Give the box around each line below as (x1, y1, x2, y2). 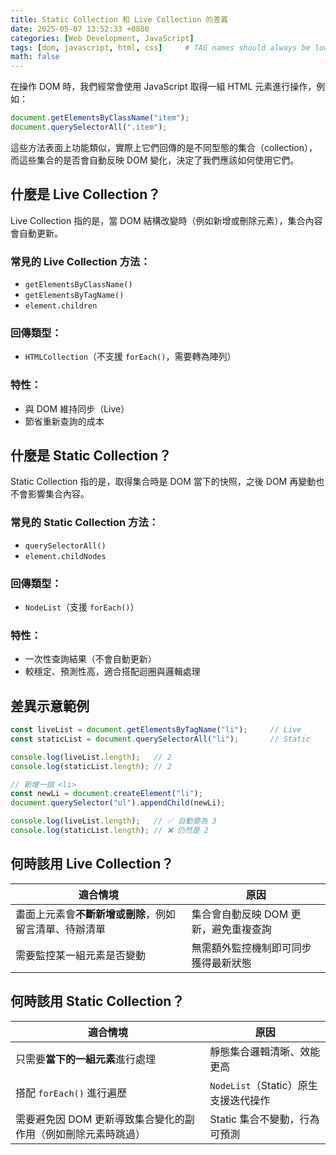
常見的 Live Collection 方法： (10, 254, 151, 268)
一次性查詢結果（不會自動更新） (24, 653, 157, 665)
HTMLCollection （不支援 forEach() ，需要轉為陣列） (24, 351, 237, 363)
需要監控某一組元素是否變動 (15, 948, 147, 962)
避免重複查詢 (211, 922, 272, 936)
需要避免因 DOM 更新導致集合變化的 (15, 1112, 185, 1126)
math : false (10, 52, 60, 62)
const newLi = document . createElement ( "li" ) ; (10, 789, 203, 799)
